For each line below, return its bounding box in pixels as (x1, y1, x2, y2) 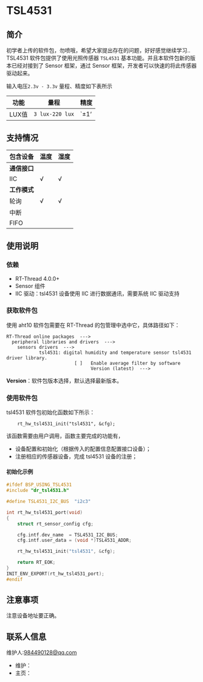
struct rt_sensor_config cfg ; (17, 521, 94, 527)
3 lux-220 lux (33, 111, 75, 118)
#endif (6, 576, 23, 582)
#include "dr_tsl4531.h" (6, 488, 69, 494)
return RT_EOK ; (17, 560, 56, 566)
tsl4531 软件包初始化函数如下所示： (6, 409, 95, 416)
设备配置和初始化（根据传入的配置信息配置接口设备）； (15, 445, 151, 452)
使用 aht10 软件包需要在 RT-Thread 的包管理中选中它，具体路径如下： (6, 321, 181, 329)
